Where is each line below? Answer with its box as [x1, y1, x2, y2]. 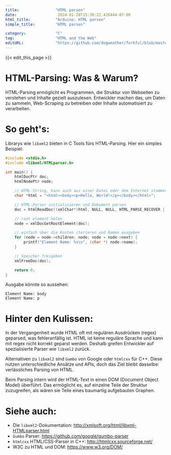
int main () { [5, 170, 33, 175]
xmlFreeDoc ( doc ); [14, 258, 51, 264]
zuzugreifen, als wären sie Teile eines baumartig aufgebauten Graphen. [5, 388, 155, 394]
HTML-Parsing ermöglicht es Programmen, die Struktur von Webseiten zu [5, 89, 160, 95]
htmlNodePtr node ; [14, 179, 53, 184]
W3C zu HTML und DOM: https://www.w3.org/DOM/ [12, 444, 123, 450]
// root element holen [14, 216, 63, 221]
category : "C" [5, 31, 63, 36]
